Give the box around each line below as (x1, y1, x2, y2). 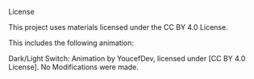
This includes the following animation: (8, 38, 135, 48)
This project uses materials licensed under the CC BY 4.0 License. (8, 23, 228, 31)
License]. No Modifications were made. (8, 62, 139, 72)
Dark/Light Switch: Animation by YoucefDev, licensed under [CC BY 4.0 (8, 54, 246, 63)
